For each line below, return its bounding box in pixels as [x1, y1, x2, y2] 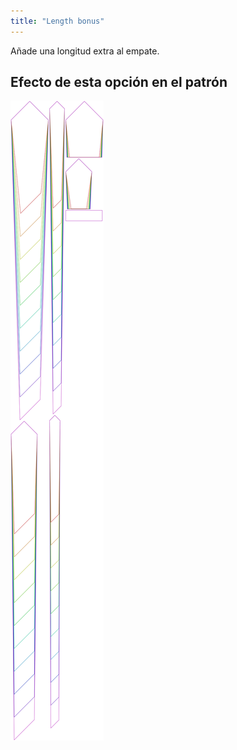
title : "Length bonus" [10, 16, 105, 26]
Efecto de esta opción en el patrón [10, 74, 228, 91]
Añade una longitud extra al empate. [10, 45, 160, 57]
